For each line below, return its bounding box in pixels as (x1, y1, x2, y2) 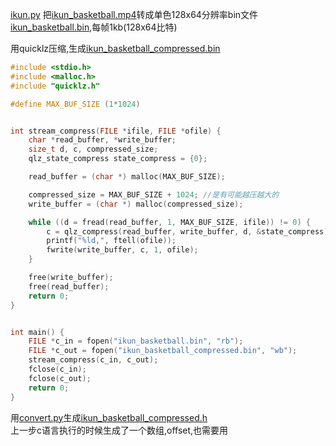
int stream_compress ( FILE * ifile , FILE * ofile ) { (10, 126, 222, 136)
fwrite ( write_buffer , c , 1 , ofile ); (46, 245, 199, 255)
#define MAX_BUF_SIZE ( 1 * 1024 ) (10, 99, 141, 109)
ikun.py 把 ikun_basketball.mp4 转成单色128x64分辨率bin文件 (10, 9, 259, 20)
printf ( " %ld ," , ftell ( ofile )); (46, 236, 177, 246)
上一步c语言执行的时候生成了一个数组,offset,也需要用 (10, 424, 229, 436)
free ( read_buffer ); (28, 281, 110, 292)
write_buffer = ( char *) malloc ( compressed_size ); (28, 199, 244, 209)
